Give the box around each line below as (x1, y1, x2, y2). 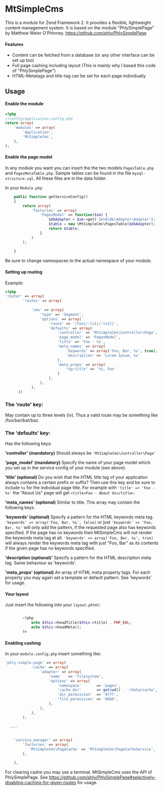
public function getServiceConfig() (14, 194, 89, 199)
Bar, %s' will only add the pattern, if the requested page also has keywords (5, 525, 156, 531)
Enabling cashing (5, 640, 41, 646)
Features (5, 41, 23, 47)
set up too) (12, 57, 34, 63)
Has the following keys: (5, 441, 52, 446)
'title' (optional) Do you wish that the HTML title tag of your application (5, 474, 148, 480)
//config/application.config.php (5, 116, 73, 121)
